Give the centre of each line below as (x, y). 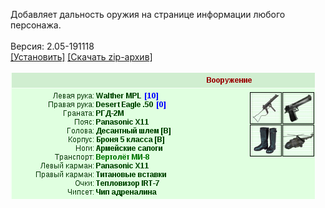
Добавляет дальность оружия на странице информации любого (148, 14)
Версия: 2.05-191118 (52, 46)
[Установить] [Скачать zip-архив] (81, 57)
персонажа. (36, 25)
